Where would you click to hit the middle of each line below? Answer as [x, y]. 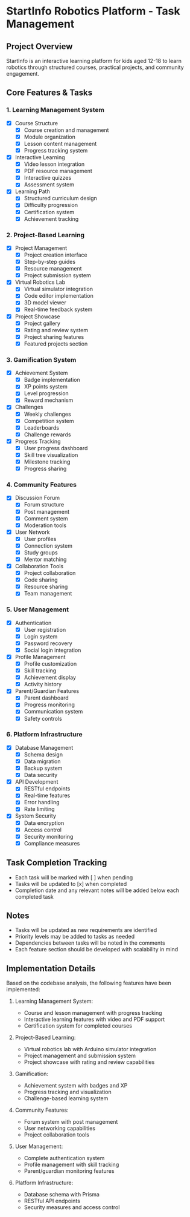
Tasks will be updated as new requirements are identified [86, 930]
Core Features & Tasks [49, 93]
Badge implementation [52, 380]
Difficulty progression [51, 205]
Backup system [43, 768]
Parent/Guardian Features [47, 691]
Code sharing [41, 580]
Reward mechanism [49, 400]
